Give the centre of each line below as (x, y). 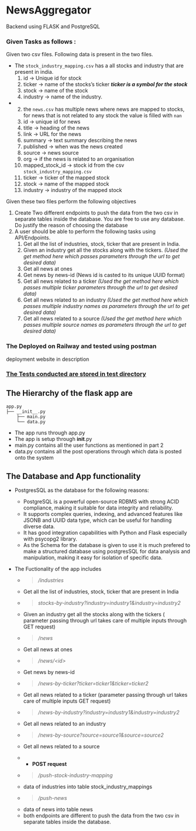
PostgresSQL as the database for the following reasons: (82, 490)
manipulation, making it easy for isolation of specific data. (93, 558)
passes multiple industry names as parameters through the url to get (106, 306)
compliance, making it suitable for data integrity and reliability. (98, 508)
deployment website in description (48, 359)
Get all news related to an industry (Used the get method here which (106, 300)
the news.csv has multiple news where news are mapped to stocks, (104, 110)
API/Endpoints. (32, 238)
